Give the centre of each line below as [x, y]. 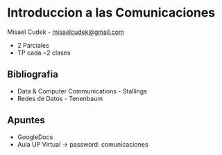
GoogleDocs [35, 137]
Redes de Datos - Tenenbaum [60, 98]
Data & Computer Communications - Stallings [82, 91]
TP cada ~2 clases [44, 53]
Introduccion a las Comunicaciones [111, 13]
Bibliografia [33, 74]
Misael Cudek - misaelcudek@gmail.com [66, 32]
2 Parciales [33, 45]
